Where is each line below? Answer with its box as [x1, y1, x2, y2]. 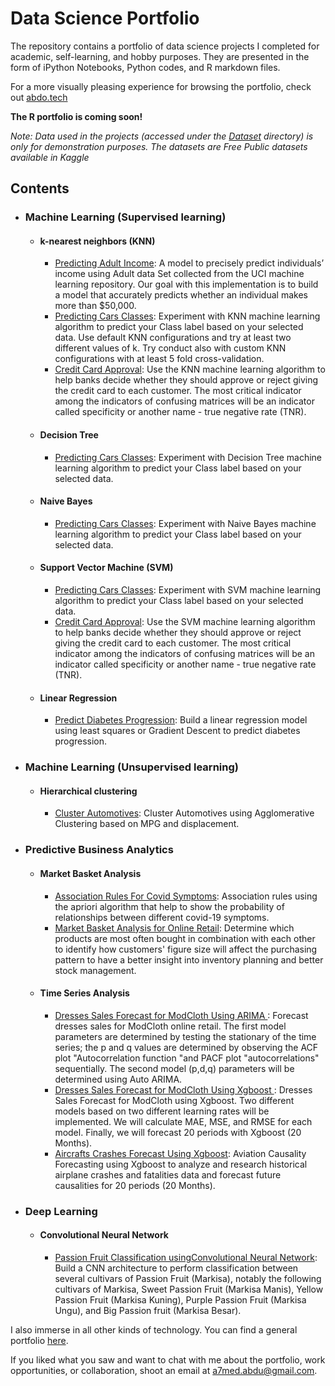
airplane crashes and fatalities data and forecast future [54, 1168, 282, 1181]
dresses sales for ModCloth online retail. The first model [54, 1020, 287, 1032]
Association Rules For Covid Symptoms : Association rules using [54, 890, 318, 902]
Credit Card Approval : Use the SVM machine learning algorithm [54, 616, 316, 628]
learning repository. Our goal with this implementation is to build [54, 278, 319, 291]
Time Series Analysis [39, 987, 130, 999]
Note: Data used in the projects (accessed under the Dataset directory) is [10, 130, 314, 142]
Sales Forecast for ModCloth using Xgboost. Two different [54, 1094, 295, 1106]
